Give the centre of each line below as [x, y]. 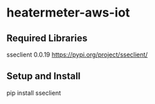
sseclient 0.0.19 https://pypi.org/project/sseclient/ [77, 54]
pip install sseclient [34, 93]
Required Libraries [47, 38]
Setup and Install [44, 76]
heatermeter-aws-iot [69, 13]
